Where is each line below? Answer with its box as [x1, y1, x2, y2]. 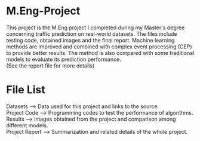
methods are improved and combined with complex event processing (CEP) [6, 43, 192, 50]
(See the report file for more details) [6, 62, 95, 69]
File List [6, 83, 46, 97]
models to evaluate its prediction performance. [6, 56, 121, 63]
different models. [6, 121, 48, 129]
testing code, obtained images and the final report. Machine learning [6, 36, 175, 44]
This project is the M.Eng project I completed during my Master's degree [6, 24, 185, 31]
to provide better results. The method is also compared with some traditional [6, 49, 195, 56]
